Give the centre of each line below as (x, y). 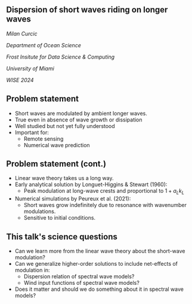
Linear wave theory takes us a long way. (64, 178)
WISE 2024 (20, 80)
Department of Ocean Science (44, 45)
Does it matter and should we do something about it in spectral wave (99, 289)
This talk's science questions (62, 237)
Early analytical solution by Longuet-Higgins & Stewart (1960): (91, 184)
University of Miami (30, 68)
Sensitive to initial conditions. (60, 218)
